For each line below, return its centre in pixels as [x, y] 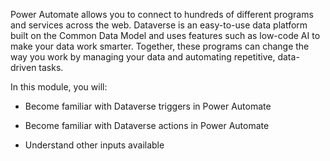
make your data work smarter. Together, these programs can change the [160, 46]
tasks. [51, 67]
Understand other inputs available [94, 145]
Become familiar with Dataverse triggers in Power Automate [148, 106]
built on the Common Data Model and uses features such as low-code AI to [165, 35]
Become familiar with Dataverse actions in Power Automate [147, 125]
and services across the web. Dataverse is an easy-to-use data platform [159, 25]
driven [23, 67]
